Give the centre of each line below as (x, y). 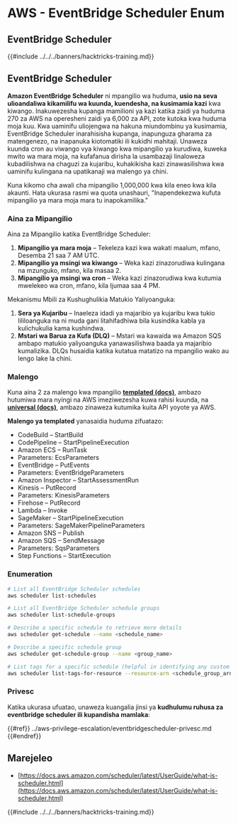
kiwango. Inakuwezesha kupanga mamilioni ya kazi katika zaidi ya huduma (116, 111)
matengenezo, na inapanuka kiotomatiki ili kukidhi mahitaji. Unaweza (107, 141)
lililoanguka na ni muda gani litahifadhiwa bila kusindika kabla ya (111, 321)
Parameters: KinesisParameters (63, 495)
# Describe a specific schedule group (64, 647)
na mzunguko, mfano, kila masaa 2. (69, 271)
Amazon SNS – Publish (51, 533)
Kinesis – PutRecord (47, 488)
